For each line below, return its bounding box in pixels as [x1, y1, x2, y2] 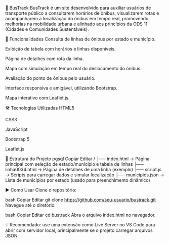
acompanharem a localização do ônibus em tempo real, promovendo [5, 16, 149, 21]
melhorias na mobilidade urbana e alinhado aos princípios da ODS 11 [5, 21, 148, 27]
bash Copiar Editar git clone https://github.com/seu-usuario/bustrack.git [5, 197, 156, 203]
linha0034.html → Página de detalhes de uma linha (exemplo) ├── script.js [5, 167, 162, 172]
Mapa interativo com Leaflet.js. [5, 95, 70, 101]
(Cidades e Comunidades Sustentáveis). [5, 26, 90, 32]
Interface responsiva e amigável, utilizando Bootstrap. [5, 85, 118, 91]
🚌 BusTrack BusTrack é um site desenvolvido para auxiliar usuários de [5, 5, 151, 11]
